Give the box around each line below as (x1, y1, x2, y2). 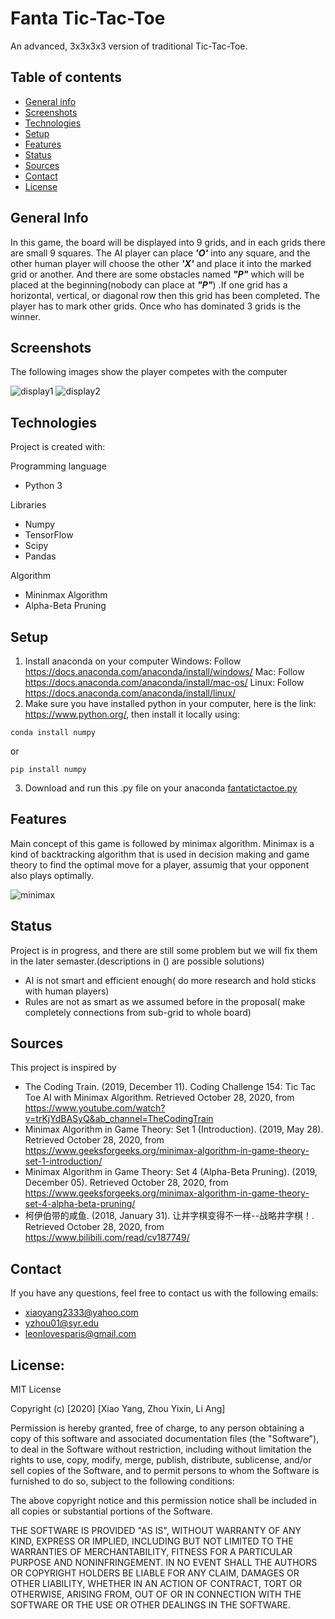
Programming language (10, 460, 107, 472)
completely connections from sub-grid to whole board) (24, 1006, 252, 1018)
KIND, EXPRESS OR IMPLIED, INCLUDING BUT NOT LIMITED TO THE (10, 1535, 294, 1547)
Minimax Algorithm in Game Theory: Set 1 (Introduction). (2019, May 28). (24, 1123, 324, 1136)
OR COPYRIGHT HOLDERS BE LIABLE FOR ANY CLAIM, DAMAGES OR (10, 1567, 300, 1579)
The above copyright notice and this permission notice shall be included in (10, 1495, 317, 1507)
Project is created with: (10, 441, 106, 453)
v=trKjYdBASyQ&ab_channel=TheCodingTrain (24, 1113, 214, 1125)
